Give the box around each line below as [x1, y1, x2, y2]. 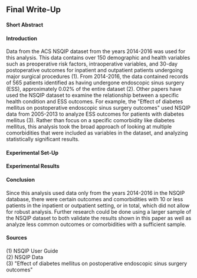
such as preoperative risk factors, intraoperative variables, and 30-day [6, 60, 178, 67]
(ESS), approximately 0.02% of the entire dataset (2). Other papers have [6, 86, 182, 93]
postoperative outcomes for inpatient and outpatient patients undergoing [6, 67, 183, 74]
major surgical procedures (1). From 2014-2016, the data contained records [6, 73, 189, 80]
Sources [6, 234, 28, 241]
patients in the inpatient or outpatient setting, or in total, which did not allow [6, 202, 190, 209]
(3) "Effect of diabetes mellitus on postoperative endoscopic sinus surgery [6, 260, 188, 267]
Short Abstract [6, 21, 44, 28]
